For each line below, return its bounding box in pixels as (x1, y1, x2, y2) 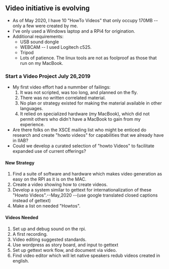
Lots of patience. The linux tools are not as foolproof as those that (20, 55, 157, 61)
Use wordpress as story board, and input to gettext (12, 241, 119, 248)
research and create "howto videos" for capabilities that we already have (12, 132, 164, 138)
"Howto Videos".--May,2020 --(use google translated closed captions (12, 192, 158, 198)
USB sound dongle (20, 39, 59, 45)
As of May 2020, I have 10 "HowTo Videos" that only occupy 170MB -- (12, 17, 158, 23)
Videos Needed (5, 214, 39, 220)
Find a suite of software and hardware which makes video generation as (12, 171, 162, 177)
